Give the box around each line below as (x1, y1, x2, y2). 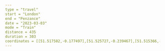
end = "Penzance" (5, 16, 41, 21)
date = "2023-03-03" (5, 20, 48, 26)
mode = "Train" (5, 25, 36, 30)
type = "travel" (5, 7, 38, 12)
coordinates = (5, 39, 34, 44)
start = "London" (5, 12, 41, 17)
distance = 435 (5, 30, 36, 34)
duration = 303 (5, 34, 36, 39)
